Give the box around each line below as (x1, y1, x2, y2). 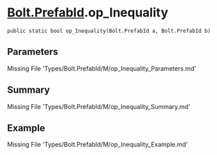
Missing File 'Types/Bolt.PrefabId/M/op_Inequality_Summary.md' (7, 102, 191, 110)
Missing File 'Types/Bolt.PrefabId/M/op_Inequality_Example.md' (7, 141, 188, 149)
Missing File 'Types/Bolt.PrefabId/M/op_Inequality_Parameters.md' (7, 64, 196, 73)
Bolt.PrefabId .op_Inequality (7, 5, 169, 21)
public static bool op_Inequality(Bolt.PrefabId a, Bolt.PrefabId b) (7, 27, 211, 34)
